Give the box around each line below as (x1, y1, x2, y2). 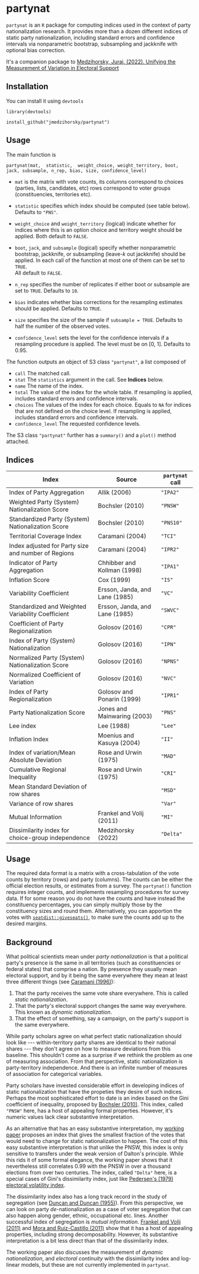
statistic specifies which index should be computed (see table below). (14, 202, 191, 209)
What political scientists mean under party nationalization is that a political (6, 953, 188, 960)
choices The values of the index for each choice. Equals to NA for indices (14, 401, 191, 408)
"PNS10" (161, 519, 182, 526)
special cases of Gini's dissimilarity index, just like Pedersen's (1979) (6, 1176, 174, 1182)
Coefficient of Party (9, 620, 64, 628)
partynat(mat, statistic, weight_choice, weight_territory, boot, (6, 162, 179, 168)
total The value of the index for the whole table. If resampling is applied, (14, 388, 193, 395)
